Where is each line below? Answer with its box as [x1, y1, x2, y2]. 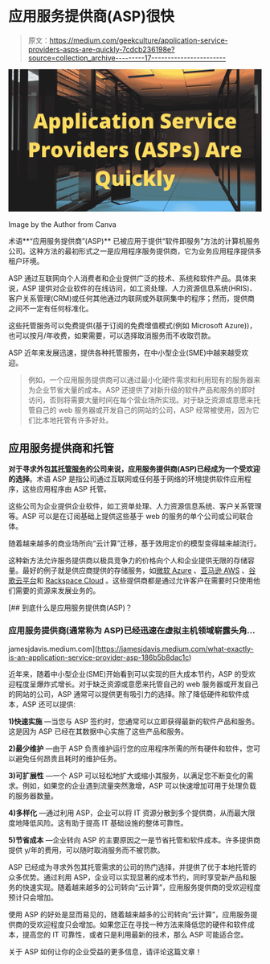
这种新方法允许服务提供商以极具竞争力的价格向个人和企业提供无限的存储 [8, 556, 247, 566]
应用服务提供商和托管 [8, 441, 114, 455]
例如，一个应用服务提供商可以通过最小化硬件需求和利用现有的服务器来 [27, 375, 261, 385]
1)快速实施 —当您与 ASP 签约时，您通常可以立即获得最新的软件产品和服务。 [8, 716, 260, 726]
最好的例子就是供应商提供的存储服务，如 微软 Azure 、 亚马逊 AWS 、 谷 [22, 566, 256, 575]
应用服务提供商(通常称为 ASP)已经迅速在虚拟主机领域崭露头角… [8, 625, 256, 636]
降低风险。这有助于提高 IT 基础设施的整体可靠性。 [22, 818, 188, 827]
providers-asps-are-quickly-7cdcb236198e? [27, 44, 175, 54]
